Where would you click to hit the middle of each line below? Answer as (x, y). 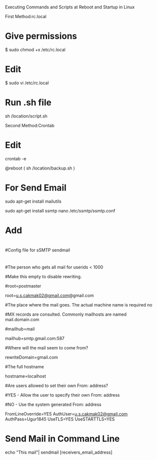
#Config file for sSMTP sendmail (38, 250)
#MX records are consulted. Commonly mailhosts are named (66, 314)
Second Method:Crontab (30, 125)
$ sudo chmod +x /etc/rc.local (35, 49)
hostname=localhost (26, 376)
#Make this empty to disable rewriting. (44, 277)
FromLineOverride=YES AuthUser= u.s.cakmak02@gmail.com (66, 414)
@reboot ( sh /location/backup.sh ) (40, 168)
